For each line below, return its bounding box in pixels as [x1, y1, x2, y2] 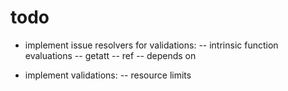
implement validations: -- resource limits [24, 69, 192, 81]
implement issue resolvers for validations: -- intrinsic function [24, 39, 279, 51]
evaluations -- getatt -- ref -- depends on [24, 49, 197, 61]
